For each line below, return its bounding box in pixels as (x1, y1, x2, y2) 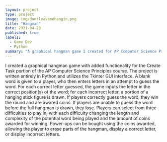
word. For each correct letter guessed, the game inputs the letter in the (5, 83, 151, 89)
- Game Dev (9, 40, 32, 45)
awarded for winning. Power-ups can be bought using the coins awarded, (5, 120, 156, 127)
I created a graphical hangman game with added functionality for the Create (5, 63, 161, 69)
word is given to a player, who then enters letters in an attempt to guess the (5, 78, 160, 84)
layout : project (5, 7, 39, 12)
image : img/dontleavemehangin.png (5, 16, 77, 21)
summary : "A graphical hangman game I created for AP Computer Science (5, 49, 157, 54)
